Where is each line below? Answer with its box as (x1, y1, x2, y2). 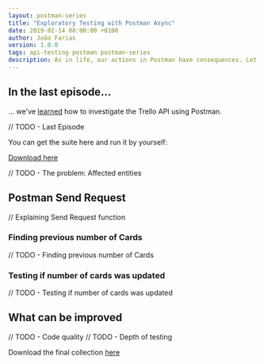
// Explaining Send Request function (8, 212, 125, 222)
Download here (8, 153, 58, 162)
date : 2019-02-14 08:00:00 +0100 (8, 26, 119, 34)
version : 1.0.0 (8, 41, 59, 49)
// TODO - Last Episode (8, 122, 85, 131)
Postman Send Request (8, 192, 127, 205)
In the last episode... (8, 85, 112, 99)
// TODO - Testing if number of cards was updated (8, 288, 173, 298)
